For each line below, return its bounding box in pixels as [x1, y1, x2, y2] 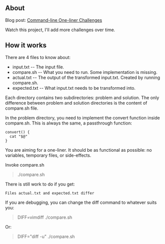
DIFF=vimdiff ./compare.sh [17, 214, 73, 220]
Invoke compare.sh [5, 162, 45, 168]
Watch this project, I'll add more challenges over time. [5, 27, 115, 33]
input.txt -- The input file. [12, 64, 65, 70]
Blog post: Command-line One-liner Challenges [5, 17, 102, 23]
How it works [5, 41, 47, 50]
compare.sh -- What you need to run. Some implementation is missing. [12, 69, 158, 75]
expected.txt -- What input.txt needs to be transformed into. [12, 85, 136, 91]
